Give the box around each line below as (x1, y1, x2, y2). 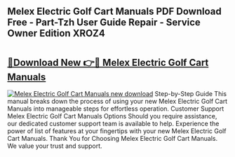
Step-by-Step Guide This (154, 90, 227, 97)
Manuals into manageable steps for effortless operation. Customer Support (7, 104, 224, 113)
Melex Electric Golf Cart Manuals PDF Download (7, 6, 222, 18)
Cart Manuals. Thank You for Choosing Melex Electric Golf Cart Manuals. (7, 135, 218, 142)
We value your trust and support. (7, 142, 103, 150)
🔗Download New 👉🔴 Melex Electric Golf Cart (7, 56, 209, 69)
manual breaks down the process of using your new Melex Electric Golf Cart (7, 97, 228, 105)
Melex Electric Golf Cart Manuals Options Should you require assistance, (7, 112, 217, 120)
